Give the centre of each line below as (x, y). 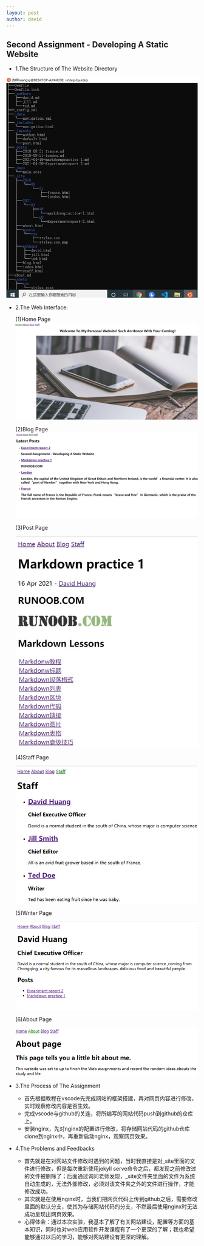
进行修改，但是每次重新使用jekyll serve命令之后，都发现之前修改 (110, 1168)
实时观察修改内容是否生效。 (59, 1106)
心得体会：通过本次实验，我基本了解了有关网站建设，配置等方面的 (107, 1222)
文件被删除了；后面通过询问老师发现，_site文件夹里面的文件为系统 (112, 1176)
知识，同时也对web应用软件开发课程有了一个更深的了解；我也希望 (112, 1229)
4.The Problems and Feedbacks (55, 1148)
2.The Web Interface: (42, 307)
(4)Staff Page (32, 757)
